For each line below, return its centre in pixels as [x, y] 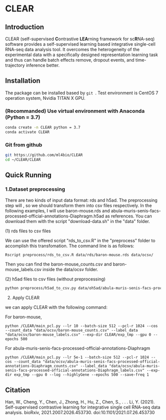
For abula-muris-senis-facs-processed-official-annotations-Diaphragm [78, 349]
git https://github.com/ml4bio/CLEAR [44, 155]
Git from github [24, 144]
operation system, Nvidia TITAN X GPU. [45, 98]
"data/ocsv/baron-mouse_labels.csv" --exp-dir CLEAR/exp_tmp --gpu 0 [78, 335]
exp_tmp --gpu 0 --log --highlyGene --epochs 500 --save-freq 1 [82, 375]
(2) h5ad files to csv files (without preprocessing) [55, 279]
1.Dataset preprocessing [35, 189]
